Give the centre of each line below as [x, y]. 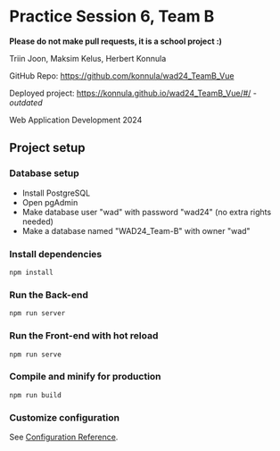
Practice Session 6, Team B [112, 17]
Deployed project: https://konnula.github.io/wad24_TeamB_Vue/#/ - [133, 93]
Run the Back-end [49, 295]
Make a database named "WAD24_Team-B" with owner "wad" [136, 230]
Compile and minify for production [86, 377]
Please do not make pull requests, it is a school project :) [116, 41]
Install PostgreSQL [56, 193]
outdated [26, 102]
